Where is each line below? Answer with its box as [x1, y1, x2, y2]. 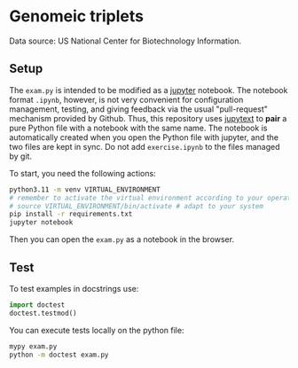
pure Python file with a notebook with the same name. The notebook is [9, 122, 268, 133]
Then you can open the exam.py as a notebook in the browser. [9, 234, 235, 245]
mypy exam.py [9, 341, 58, 351]
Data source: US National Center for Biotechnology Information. [9, 35, 242, 46]
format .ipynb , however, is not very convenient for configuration [9, 94, 244, 105]
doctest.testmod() [9, 309, 77, 317]
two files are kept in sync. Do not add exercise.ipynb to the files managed [9, 141, 280, 152]
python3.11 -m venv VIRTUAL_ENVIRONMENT [9, 184, 161, 194]
